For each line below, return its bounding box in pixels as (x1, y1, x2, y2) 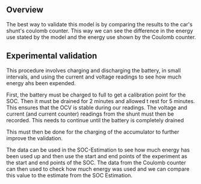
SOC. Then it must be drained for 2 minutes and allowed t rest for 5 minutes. (6, 97, 196, 104)
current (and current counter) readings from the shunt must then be (6, 110, 175, 117)
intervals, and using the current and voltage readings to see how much (6, 73, 182, 80)
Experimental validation (6, 51, 97, 61)
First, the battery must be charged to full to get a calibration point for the (6, 91, 186, 98)
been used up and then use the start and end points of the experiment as (6, 152, 188, 159)
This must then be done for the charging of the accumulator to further (6, 128, 179, 135)
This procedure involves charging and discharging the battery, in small (6, 67, 181, 74)
